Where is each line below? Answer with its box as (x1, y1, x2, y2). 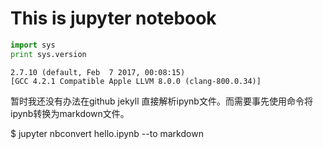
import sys (10, 40, 56, 50)
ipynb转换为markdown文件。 (10, 107, 130, 119)
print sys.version (10, 49, 87, 59)
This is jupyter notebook (10, 7, 217, 30)
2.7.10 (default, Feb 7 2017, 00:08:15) (10, 67, 186, 77)
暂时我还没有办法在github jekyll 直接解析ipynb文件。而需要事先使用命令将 (10, 95, 313, 107)
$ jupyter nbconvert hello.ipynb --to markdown (10, 127, 204, 139)
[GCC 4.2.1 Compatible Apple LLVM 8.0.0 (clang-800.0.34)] (10, 76, 262, 86)
